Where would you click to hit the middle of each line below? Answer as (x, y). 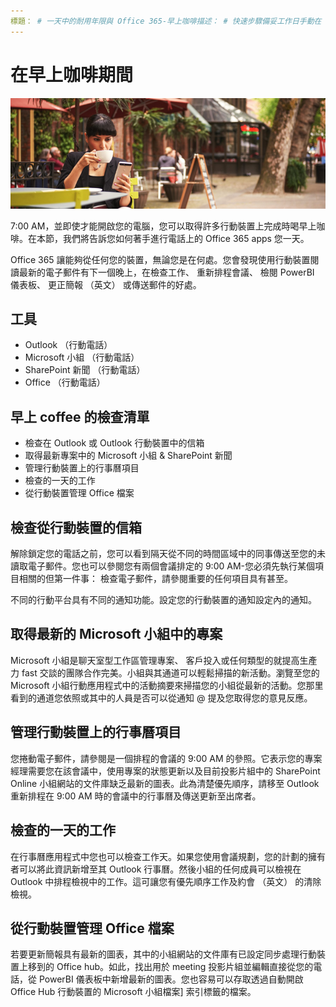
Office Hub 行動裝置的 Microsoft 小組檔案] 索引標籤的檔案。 (133, 992)
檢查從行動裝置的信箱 (76, 527)
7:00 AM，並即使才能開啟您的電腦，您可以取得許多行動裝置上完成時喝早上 (163, 226)
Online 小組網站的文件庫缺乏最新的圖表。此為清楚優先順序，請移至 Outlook (165, 783)
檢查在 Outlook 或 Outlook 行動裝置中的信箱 (114, 443)
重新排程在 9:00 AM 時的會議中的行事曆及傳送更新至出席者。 (136, 796)
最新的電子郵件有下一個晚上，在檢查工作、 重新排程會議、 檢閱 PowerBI (166, 272)
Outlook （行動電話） (68, 345)
